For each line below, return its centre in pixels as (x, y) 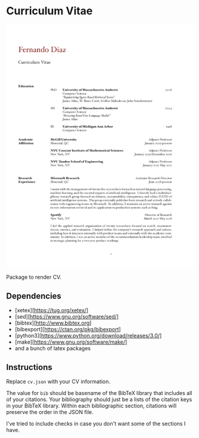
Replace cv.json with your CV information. (58, 382)
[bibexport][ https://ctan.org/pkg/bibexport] (68, 329)
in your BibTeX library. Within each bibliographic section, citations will (91, 406)
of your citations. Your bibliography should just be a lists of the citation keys (99, 400)
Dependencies (34, 296)
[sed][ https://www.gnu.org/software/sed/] (67, 317)
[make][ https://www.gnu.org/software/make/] (71, 342)
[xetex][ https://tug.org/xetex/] (52, 310)
